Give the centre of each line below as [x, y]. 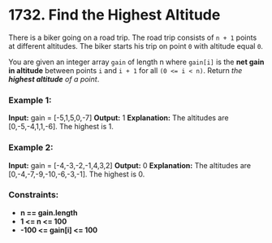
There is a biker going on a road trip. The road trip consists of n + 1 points [133, 37]
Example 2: [31, 148]
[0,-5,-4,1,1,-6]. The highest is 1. [61, 127]
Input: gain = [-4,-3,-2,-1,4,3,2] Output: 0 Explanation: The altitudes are [130, 165]
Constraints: [34, 195]
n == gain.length [49, 212]
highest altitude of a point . [54, 79]
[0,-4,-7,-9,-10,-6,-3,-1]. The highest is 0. [77, 174]
